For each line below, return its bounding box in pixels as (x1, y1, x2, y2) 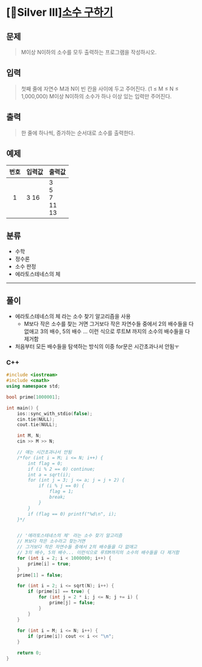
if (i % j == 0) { (38, 483, 85, 489)
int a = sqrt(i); (28, 471, 71, 477)
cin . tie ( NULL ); (17, 416, 55, 423)
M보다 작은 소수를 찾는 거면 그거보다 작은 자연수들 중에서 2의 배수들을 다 (23, 321, 194, 328)
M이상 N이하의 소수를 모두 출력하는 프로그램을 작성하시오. (20, 49, 157, 56)
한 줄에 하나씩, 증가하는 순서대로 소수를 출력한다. (20, 129, 135, 136)
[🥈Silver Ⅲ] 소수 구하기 (6, 5, 113, 19)
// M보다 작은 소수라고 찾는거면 (17, 538, 86, 544)
